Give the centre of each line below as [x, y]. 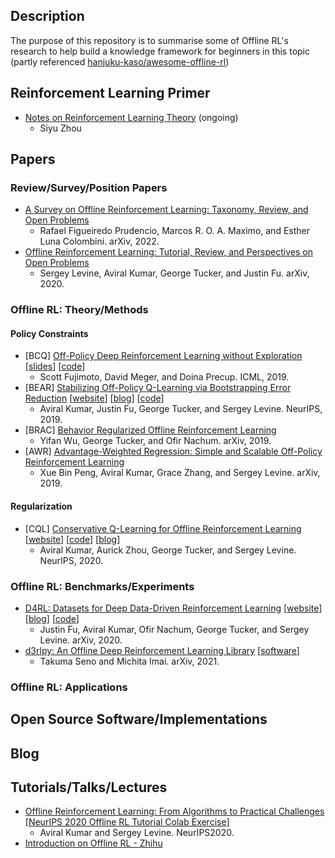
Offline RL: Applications [69, 687]
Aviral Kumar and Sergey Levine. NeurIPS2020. [137, 833]
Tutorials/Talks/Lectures [89, 787]
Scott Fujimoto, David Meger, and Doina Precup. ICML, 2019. [164, 377]
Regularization [41, 506]
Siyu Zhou [60, 128]
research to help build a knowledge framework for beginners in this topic [160, 51]
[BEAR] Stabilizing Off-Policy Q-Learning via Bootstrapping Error [158, 388]
